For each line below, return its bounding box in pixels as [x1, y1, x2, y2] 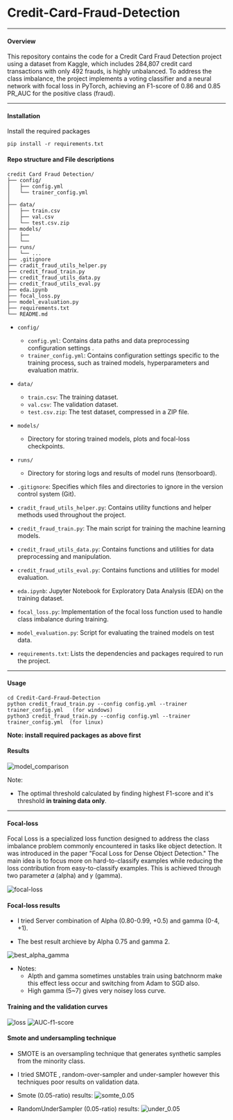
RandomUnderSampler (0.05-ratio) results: [17, 1104, 140, 1113]
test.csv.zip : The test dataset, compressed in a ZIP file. [27, 407, 189, 416]
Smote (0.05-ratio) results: [17, 1091, 94, 1099]
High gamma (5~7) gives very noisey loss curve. [27, 987, 166, 995]
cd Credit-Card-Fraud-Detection [7, 694, 101, 701]
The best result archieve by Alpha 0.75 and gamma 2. [17, 937, 171, 946]
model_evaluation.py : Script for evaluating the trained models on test [17, 628, 215, 637]
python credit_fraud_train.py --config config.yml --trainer [7, 700, 188, 707]
